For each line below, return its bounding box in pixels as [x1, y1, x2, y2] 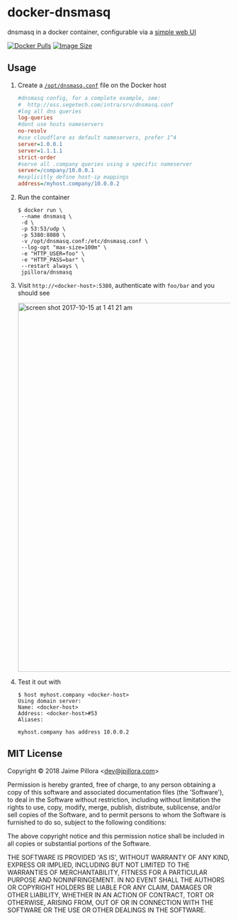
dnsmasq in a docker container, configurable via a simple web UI [7, 28, 197, 36]
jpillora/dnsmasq [21, 269, 72, 276]
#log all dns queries [17, 108, 81, 115]
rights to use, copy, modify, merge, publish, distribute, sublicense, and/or [7, 802, 221, 812]
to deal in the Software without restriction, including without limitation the [7, 795, 221, 804]
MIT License [7, 748, 63, 760]
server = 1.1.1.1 [17, 147, 63, 155]
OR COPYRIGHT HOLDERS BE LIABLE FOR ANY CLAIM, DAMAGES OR [7, 883, 212, 892]
